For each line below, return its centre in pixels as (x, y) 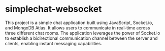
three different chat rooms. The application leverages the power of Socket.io (82, 33)
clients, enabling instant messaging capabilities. (54, 43)
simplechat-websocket (53, 9)
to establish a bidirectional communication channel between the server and (82, 38)
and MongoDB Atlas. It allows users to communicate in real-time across (78, 27)
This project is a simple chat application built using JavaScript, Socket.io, (79, 23)
